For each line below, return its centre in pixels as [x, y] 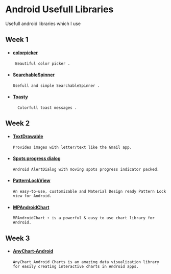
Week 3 [18, 238]
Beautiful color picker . [43, 63]
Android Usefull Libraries [59, 9]
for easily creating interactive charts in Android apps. [76, 266]
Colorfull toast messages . [47, 108]
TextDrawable [28, 136]
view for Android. [32, 196]
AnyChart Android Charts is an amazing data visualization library [86, 262]
